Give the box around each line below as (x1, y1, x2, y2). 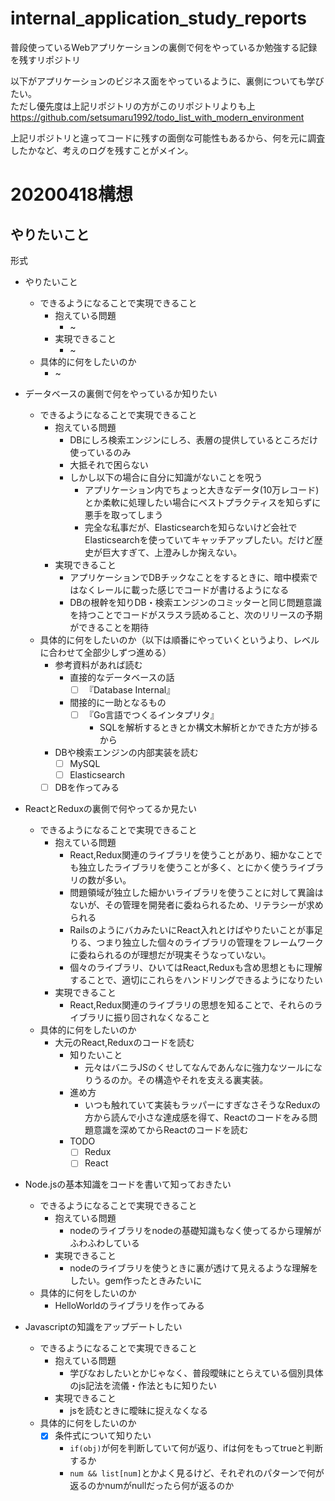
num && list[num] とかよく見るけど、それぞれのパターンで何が (69, 1467, 325, 1479)
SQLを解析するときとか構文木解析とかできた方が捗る (99, 722, 319, 734)
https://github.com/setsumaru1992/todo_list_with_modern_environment (10, 111, 305, 123)
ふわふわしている (69, 1237, 140, 1249)
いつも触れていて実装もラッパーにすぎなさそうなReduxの (84, 1099, 321, 1111)
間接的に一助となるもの (69, 697, 167, 708)
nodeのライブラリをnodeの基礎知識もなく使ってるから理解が (69, 1225, 322, 1237)
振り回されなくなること (113, 1012, 211, 1024)
